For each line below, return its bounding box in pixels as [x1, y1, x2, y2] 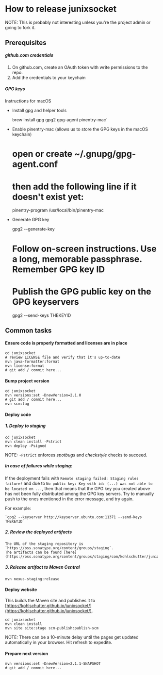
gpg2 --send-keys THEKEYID [12, 312, 71, 318]
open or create [12, 148, 73, 160]
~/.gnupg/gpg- [74, 148, 136, 160]
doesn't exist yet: [12, 191, 84, 202]
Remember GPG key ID [12, 263, 105, 275]
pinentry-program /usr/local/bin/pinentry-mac [12, 207, 104, 213]
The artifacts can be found [5, 550, 62, 555]
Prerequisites [5, 39, 47, 47]
